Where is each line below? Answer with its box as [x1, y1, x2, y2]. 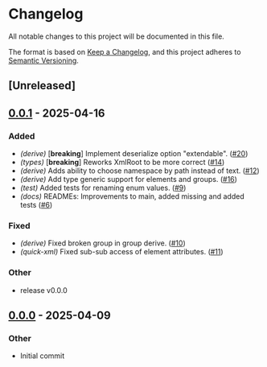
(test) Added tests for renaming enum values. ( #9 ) [19, 183, 187, 193]
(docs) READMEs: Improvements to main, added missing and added [19, 192, 244, 201]
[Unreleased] [8, 79, 76, 93]
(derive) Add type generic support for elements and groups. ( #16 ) [19, 175, 237, 184]
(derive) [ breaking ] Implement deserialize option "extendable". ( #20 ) [19, 149, 249, 159]
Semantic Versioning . [8, 56, 79, 65]
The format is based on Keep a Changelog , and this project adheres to [8, 47, 241, 56]
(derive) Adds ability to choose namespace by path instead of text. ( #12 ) [19, 166, 260, 175]
